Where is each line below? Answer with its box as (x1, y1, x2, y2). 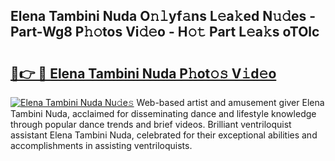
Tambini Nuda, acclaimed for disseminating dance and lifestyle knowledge (10, 108, 317, 119)
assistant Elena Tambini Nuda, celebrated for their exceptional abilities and (10, 129, 318, 141)
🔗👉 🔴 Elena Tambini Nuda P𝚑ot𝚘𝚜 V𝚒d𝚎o (10, 65, 277, 82)
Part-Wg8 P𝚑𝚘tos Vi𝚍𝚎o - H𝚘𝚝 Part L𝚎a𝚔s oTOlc (10, 24, 320, 41)
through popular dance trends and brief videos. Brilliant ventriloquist (10, 119, 292, 130)
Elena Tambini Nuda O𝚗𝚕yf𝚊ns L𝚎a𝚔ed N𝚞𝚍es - (10, 8, 316, 25)
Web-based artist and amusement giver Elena (136, 97, 325, 108)
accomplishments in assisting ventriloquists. (10, 140, 193, 151)
